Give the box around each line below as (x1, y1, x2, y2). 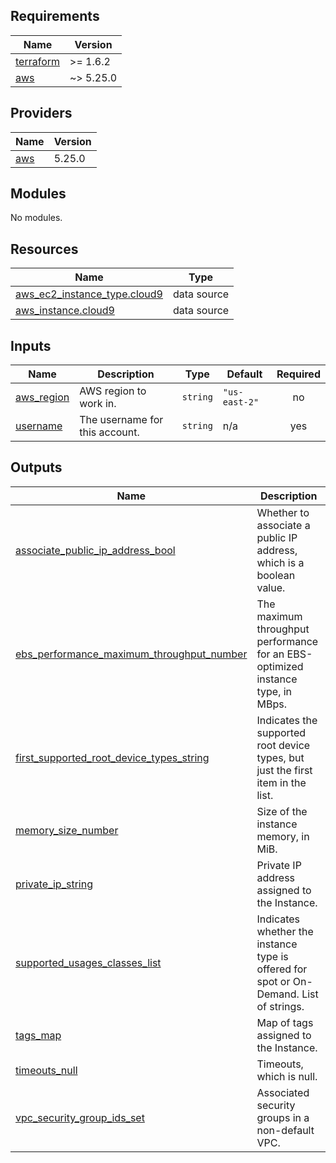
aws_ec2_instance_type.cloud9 (15, 287, 163, 301)
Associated (256, 1085, 310, 1099)
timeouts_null (15, 1063, 78, 1077)
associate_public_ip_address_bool (15, 543, 176, 557)
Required (276, 367, 321, 381)
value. (256, 580, 286, 594)
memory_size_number (15, 823, 119, 837)
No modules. (10, 212, 63, 224)
